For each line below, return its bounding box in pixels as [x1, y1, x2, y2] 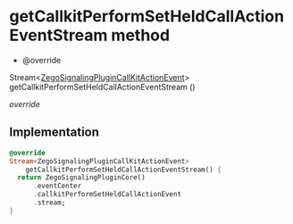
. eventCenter [32, 181, 82, 191]
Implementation [9, 125, 100, 140]
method [111, 25, 171, 46]
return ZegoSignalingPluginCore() [17, 173, 146, 182]
